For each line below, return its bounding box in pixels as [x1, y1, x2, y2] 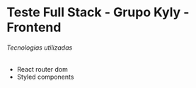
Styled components [16, 72, 74, 82]
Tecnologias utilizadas [6, 43, 73, 52]
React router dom [16, 65, 69, 74]
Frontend [6, 19, 62, 35]
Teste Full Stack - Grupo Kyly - [6, 4, 190, 21]
